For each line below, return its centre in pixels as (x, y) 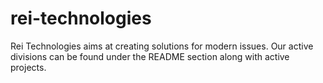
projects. (28, 67)
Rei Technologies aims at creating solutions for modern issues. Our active (162, 46)
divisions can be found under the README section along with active (150, 56)
